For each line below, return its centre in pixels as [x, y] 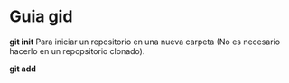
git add [23, 69]
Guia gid [41, 17]
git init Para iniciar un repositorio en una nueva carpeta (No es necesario [145, 41]
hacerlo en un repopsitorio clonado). [77, 51]
